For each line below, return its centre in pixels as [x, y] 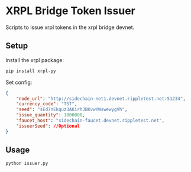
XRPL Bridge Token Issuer [70, 11]
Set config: [19, 82]
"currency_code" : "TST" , [47, 104]
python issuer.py [27, 164]
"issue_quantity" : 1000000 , [51, 115]
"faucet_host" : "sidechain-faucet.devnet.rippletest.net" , [90, 121]
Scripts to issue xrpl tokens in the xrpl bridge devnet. [70, 27]
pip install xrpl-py [31, 71]
